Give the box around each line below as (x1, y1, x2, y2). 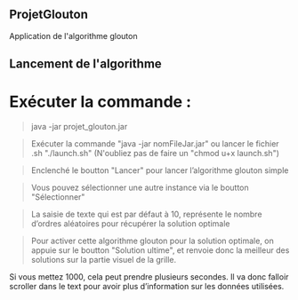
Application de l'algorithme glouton (9, 30, 138, 41)
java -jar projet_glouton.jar (30, 122, 128, 132)
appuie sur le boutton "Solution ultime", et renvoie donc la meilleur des (30, 245, 290, 256)
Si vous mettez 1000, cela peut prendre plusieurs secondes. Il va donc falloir (9, 272, 289, 282)
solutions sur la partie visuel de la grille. (30, 255, 177, 265)
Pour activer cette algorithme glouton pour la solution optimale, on (30, 235, 274, 247)
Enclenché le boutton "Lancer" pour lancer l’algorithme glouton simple (30, 165, 289, 176)
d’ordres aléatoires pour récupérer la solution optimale (30, 218, 230, 229)
